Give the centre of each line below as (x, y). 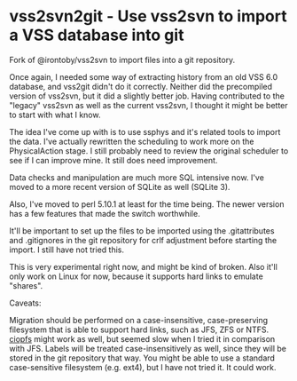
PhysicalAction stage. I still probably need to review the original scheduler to (149, 151)
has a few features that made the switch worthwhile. (105, 213)
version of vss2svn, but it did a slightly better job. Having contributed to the (147, 96)
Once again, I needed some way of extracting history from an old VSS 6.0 (144, 76)
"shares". (26, 285)
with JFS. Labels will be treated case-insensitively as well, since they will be (148, 348)
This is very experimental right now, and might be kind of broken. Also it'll (143, 266)
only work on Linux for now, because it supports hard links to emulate (136, 276)
